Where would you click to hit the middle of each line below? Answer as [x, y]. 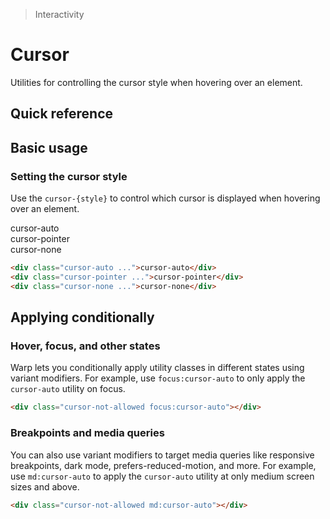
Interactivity [59, 14]
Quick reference [62, 114]
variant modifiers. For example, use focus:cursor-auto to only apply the [158, 378]
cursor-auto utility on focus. [68, 389]
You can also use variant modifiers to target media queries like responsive [162, 455]
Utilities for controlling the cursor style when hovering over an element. [156, 82]
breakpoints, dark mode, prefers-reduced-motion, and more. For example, [163, 465]
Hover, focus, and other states [85, 346]
